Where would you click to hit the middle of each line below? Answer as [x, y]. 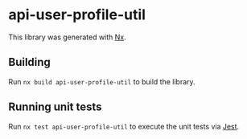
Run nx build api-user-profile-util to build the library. [102, 81]
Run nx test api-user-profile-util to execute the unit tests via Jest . [124, 126]
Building [29, 62]
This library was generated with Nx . [67, 37]
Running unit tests [55, 107]
